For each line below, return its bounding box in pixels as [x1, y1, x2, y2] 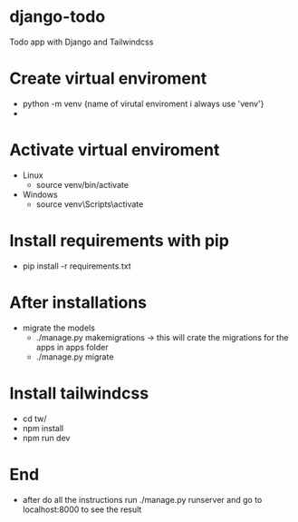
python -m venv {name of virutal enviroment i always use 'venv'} [22, 98, 264, 109]
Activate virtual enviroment [9, 140, 220, 161]
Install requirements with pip [9, 231, 229, 251]
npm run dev [22, 432, 71, 443]
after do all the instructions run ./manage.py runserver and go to [22, 494, 263, 505]
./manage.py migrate [35, 351, 114, 362]
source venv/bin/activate [35, 179, 130, 190]
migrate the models [22, 322, 95, 333]
